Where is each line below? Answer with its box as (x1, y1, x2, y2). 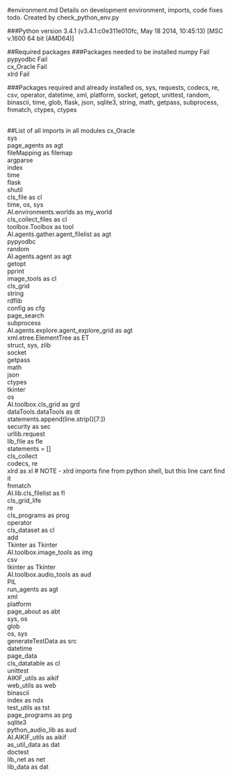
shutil (7, 186, 23, 194)
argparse (7, 156, 33, 164)
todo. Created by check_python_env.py (7, 13, 119, 22)
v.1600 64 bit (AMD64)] (7, 34, 74, 42)
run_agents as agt (7, 585, 59, 593)
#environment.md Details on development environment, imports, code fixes (7, 6, 224, 14)
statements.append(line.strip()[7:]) (7, 415, 106, 423)
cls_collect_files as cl (7, 215, 67, 223)
